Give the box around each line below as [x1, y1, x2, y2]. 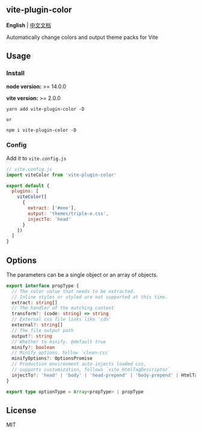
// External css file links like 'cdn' [11, 316, 112, 322]
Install [6, 69, 25, 78]
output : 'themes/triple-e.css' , [28, 210, 109, 216]
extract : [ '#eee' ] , [28, 205, 77, 211]
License [6, 405, 37, 416]
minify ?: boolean [11, 344, 55, 351]
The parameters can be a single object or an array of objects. [6, 271, 158, 278]
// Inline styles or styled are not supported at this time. [11, 294, 168, 300]
